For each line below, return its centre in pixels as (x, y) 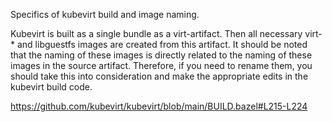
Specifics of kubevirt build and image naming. (105, 14)
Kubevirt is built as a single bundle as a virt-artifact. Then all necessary (156, 33)
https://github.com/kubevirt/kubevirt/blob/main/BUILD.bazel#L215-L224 (159, 106)
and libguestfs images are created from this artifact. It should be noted (162, 44)
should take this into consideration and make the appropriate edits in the (159, 76)
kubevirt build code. (51, 87)
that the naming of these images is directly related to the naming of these (161, 55)
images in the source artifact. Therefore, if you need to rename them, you (161, 65)
